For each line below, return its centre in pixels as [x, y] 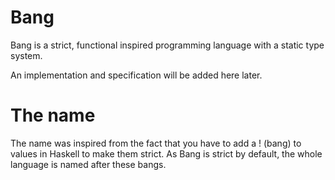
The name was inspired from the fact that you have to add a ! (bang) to [156, 143]
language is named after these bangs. [88, 164]
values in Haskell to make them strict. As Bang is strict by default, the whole [166, 153]
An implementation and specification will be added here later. [136, 75]
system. [26, 55]
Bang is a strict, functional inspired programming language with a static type [167, 45]
